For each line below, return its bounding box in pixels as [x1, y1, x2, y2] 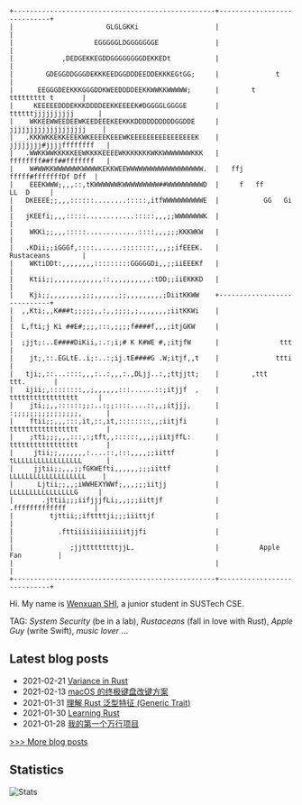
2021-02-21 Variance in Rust [22, 675, 129, 686]
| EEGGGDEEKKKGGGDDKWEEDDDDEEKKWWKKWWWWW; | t [9, 86, 256, 95]
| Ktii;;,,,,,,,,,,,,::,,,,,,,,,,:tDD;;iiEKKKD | [9, 275, 220, 284]
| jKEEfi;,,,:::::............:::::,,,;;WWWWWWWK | [9, 212, 220, 221]
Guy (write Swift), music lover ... [9, 626, 129, 636]
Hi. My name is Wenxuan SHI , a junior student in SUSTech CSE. [9, 599, 245, 608]
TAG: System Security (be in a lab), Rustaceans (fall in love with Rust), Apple [9, 616, 293, 627]
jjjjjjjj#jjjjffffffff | [9, 141, 111, 150]
